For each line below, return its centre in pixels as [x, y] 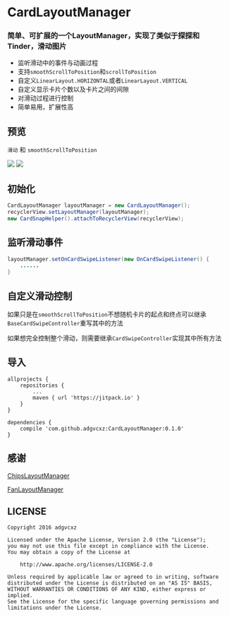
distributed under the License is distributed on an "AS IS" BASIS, [110, 583]
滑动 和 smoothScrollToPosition [52, 150]
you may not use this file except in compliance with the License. [109, 546]
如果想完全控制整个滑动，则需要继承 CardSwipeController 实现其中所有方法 [114, 338]
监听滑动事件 [35, 242]
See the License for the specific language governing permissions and [113, 602]
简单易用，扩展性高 [45, 107]
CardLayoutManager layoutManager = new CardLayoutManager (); [99, 205]
